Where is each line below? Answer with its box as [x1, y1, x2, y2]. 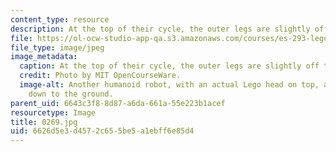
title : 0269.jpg [10, 117, 78, 127]
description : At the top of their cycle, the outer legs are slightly [10, 24, 311, 34]
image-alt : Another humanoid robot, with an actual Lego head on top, [19, 80, 320, 90]
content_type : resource [10, 14, 110, 25]
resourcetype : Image [10, 107, 97, 118]
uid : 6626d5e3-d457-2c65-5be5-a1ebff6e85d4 [10, 126, 195, 136]
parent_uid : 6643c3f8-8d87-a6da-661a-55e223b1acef [10, 98, 226, 108]
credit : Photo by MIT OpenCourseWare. [19, 71, 182, 81]
